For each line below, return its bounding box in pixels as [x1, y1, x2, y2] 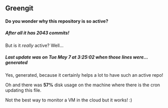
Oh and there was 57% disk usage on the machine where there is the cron [5, 82, 160, 88]
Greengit [5, 4, 34, 13]
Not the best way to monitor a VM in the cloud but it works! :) [5, 97, 133, 103]
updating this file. [5, 87, 41, 93]
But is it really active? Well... [5, 42, 64, 48]
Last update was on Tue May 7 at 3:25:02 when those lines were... [5, 54, 148, 60]
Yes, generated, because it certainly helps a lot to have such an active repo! [5, 72, 163, 78]
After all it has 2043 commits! [5, 30, 70, 36]
